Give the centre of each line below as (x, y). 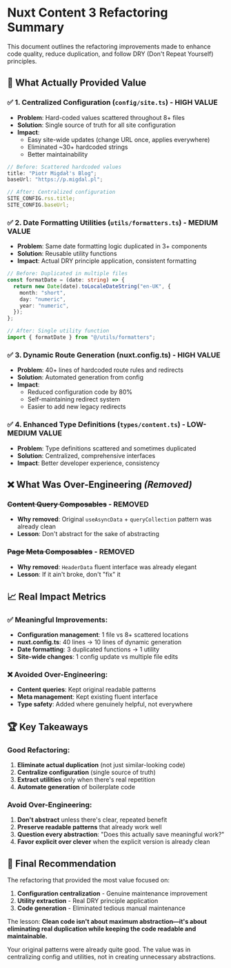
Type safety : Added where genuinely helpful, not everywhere (105, 704)
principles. (22, 61)
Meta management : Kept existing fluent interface (88, 697)
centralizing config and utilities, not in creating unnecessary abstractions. (111, 957)
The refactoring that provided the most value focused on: (89, 880)
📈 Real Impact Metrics (57, 596)
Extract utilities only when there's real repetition (86, 780)
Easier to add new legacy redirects (77, 407)
